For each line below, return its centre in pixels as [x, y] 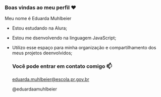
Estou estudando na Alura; [40, 28]
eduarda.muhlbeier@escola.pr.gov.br [50, 79]
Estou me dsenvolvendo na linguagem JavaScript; [64, 38]
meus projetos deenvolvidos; [42, 53]
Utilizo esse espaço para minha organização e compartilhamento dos [84, 48]
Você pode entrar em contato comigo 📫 [62, 66]
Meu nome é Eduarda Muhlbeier [38, 19]
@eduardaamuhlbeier [35, 89]
